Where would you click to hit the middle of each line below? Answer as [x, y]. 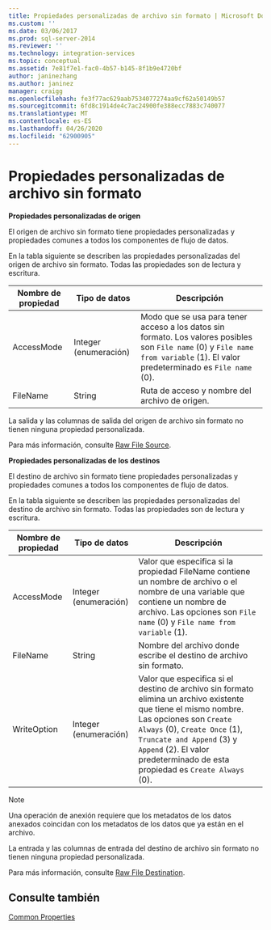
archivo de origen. [175, 400]
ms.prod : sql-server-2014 [52, 38]
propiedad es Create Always [191, 769]
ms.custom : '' [32, 23]
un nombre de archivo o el [188, 581]
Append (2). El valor [174, 749]
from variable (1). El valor [190, 357]
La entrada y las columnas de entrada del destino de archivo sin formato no [134, 848]
